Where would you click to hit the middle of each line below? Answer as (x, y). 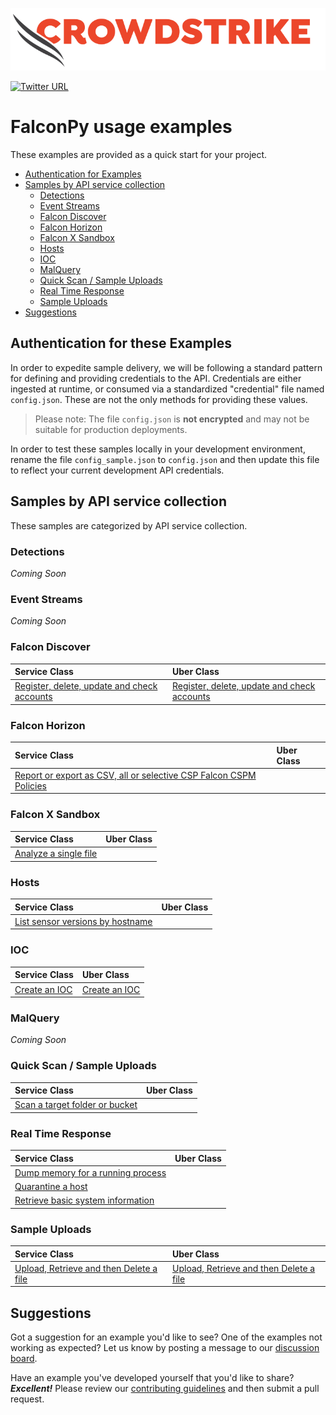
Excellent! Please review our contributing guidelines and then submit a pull (165, 1389)
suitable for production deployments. (111, 429)
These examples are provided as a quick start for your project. (139, 155)
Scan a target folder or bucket (76, 1105)
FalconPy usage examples (121, 127)
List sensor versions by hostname (83, 921)
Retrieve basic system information (84, 1200)
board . (24, 1359)
